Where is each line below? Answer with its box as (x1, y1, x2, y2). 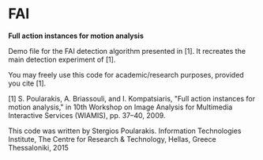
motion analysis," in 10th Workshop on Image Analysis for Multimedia (8, 102, 233, 112)
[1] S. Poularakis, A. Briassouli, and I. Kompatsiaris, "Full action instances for (8, 93, 256, 103)
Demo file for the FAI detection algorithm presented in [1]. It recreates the (8, 46, 246, 55)
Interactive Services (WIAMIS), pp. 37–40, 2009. (8, 110, 166, 120)
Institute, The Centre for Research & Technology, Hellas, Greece (8, 134, 216, 143)
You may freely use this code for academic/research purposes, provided (8, 70, 245, 79)
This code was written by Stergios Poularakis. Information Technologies (8, 126, 242, 135)
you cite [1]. (8, 78, 47, 88)
